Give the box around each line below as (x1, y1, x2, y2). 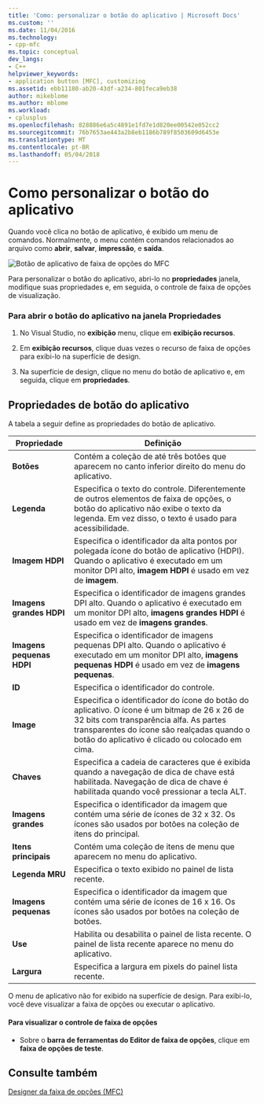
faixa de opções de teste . (19, 1043, 104, 1053)
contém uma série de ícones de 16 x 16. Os (74, 896, 236, 907)
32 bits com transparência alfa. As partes (74, 715, 226, 726)
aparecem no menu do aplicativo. (74, 851, 197, 862)
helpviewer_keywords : (8, 70, 79, 78)
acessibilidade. (74, 523, 130, 534)
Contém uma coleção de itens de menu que (74, 841, 235, 852)
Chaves (12, 771, 42, 782)
